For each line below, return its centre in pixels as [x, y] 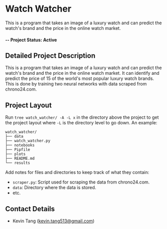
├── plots [16, 154]
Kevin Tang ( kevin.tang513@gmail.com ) [53, 221]
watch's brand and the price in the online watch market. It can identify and [82, 73]
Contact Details [30, 209]
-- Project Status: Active [31, 40]
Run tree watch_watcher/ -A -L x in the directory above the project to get [82, 117]
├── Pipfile [18, 150]
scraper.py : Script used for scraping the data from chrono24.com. [81, 182]
